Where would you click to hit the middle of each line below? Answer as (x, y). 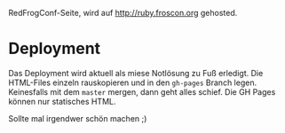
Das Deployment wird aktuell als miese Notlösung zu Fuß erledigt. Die (136, 73)
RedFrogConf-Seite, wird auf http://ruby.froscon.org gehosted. (123, 13)
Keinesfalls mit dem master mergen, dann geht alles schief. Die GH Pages (142, 91)
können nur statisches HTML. (62, 101)
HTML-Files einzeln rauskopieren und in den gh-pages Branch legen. (133, 82)
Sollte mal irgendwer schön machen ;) (78, 118)
